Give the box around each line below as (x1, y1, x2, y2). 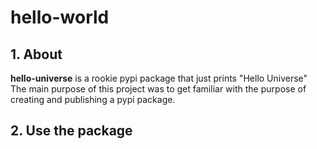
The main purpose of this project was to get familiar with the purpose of (10, 83, 307, 95)
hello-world (10, 6, 110, 29)
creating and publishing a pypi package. (10, 94, 176, 105)
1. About (10, 46, 63, 63)
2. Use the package (10, 122, 133, 140)
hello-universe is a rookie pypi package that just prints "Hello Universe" (10, 72, 308, 84)
